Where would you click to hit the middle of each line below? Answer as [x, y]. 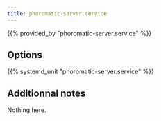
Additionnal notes [46, 93]
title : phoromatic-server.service [57, 13]
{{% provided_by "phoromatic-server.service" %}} [79, 33]
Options [25, 55]
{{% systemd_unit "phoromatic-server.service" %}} [80, 72]
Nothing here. [27, 110]
